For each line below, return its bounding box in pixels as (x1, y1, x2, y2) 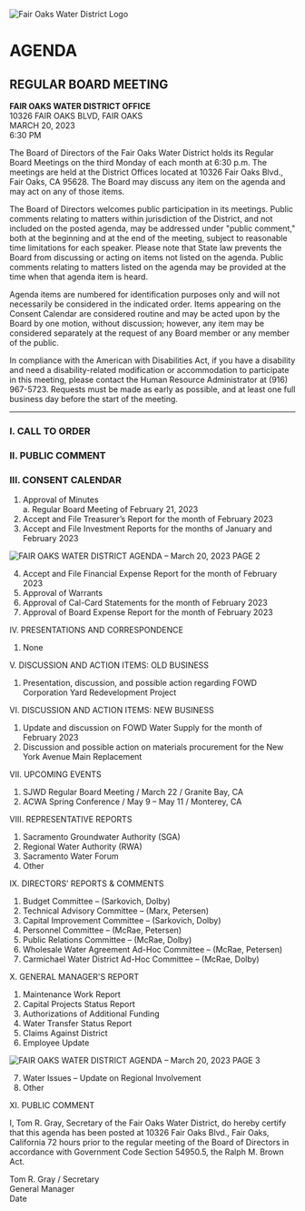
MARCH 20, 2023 (9, 120, 75, 131)
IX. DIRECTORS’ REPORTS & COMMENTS (9, 878, 164, 889)
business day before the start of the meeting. (9, 394, 179, 404)
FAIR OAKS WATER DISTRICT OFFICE (9, 101, 152, 111)
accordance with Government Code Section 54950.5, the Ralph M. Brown (9, 1146, 284, 1157)
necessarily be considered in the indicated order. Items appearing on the (9, 298, 281, 309)
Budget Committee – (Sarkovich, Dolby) (22, 896, 171, 907)
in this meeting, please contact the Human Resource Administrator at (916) (9, 374, 289, 385)
